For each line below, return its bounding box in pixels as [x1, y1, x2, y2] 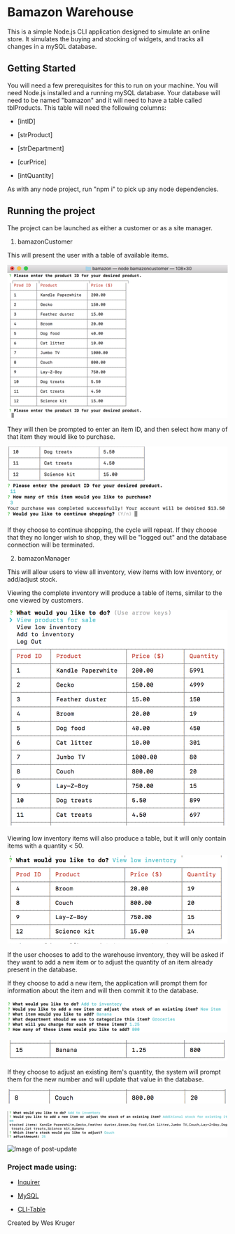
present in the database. [7, 965, 78, 974]
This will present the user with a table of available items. [7, 251, 169, 259]
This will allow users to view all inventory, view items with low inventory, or [7, 568, 222, 576]
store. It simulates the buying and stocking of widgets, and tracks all [7, 34, 204, 43]
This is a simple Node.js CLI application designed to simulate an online [7, 27, 211, 36]
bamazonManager [17, 554, 71, 562]
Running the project [7, 205, 96, 217]
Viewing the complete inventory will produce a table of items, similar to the [7, 589, 222, 597]
